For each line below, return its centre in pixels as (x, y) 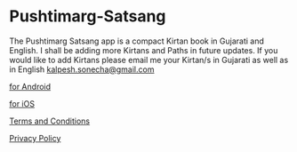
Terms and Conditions (50, 121)
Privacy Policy (35, 138)
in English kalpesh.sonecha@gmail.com (82, 69)
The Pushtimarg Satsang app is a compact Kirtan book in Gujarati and (137, 41)
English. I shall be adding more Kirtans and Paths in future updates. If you (144, 50)
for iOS (22, 103)
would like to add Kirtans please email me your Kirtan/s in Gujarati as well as (149, 60)
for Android (30, 86)
